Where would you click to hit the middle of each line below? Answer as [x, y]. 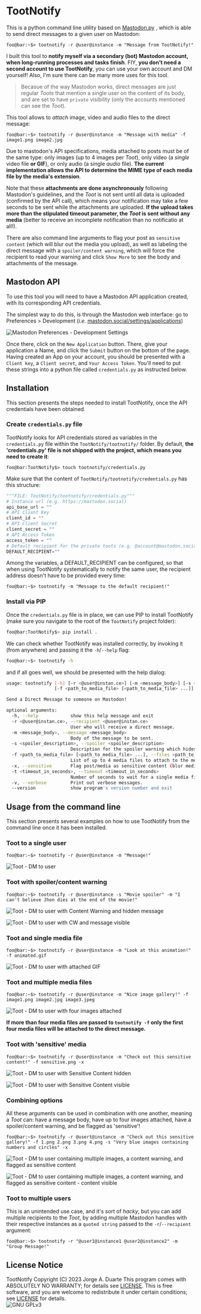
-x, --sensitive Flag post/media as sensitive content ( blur [98, 766]
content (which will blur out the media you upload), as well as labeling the [97, 244]
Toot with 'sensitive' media [46, 1044]
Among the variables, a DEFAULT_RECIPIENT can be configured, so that [95, 563]
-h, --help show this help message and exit [83, 716]
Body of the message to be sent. [112, 738]
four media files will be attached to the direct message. [76, 1029]
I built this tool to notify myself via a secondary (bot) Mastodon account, [97, 56]
